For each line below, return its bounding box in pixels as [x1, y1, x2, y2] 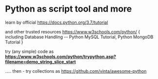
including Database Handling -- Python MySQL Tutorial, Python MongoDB [5, 34, 154, 40]
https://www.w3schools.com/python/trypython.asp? [5, 53, 116, 59]
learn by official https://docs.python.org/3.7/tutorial [5, 19, 108, 25]
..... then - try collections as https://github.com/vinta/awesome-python [5, 68, 147, 74]
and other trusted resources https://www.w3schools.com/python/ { [5, 29, 140, 34]
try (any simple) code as [5, 48, 54, 54]
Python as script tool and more [5, 3, 132, 15]
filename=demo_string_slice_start [5, 59, 76, 64]
